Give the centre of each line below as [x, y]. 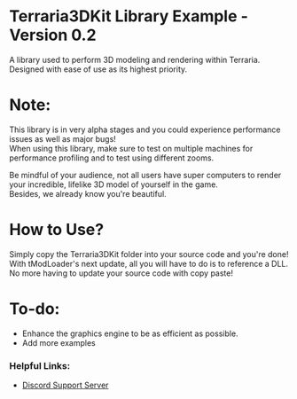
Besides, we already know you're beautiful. [88, 193]
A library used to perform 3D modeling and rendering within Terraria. [135, 59]
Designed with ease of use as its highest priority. [98, 69]
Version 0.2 [53, 35]
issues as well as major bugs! [63, 138]
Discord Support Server [65, 385]
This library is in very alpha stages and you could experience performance [145, 129]
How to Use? [57, 230]
